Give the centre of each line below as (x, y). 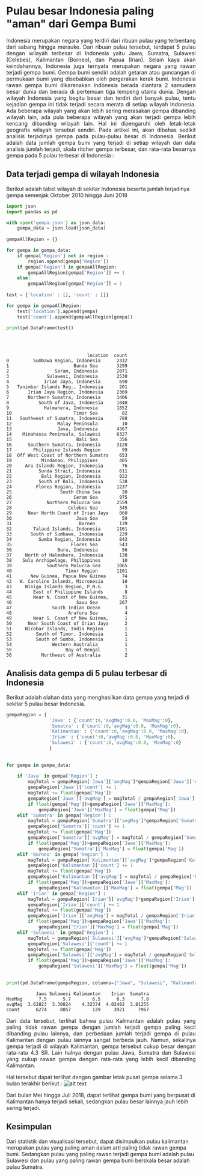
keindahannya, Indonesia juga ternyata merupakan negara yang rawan (101, 66)
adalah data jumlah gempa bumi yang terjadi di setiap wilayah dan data (101, 142)
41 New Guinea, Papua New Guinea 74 (67, 576)
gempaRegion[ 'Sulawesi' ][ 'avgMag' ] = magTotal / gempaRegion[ (107, 955)
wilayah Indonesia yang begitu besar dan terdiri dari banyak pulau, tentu (101, 98)
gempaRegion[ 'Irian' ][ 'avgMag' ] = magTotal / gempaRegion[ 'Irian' (113, 916)
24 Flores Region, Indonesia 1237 (67, 487)
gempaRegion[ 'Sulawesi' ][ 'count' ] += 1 (78, 944)
